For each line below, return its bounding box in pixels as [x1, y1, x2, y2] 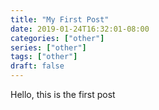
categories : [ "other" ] [10, 33, 105, 43]
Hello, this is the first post [10, 89, 116, 100]
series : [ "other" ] [10, 42, 87, 53]
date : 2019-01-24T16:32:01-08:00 [10, 24, 150, 34]
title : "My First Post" [10, 14, 110, 25]
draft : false [10, 61, 65, 71]
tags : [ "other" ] [10, 52, 78, 62]
